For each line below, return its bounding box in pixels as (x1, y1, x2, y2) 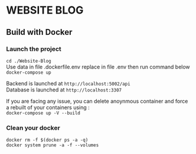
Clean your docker (6, 123, 60, 132)
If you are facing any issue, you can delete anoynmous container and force (6, 97, 188, 104)
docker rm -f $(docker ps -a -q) (6, 137, 89, 143)
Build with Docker (6, 27, 73, 37)
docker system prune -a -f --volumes (6, 142, 99, 148)
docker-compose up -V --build (6, 110, 81, 116)
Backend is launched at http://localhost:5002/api (6, 80, 131, 87)
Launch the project (6, 45, 62, 53)
